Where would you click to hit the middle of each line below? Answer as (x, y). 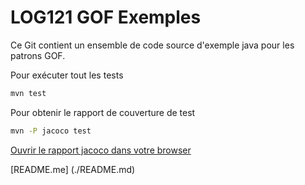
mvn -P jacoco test (51, 131)
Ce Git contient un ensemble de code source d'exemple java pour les (152, 45)
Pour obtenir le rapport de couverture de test (103, 112)
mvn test (28, 93)
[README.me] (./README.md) (73, 169)
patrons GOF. (38, 55)
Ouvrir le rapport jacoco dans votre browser (101, 150)
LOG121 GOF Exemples (106, 17)
